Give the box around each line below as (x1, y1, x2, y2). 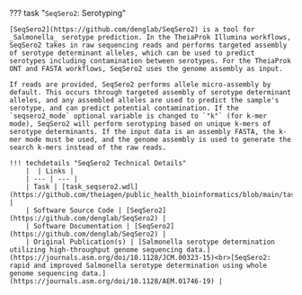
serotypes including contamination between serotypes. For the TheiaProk (9, 57, 292, 66)
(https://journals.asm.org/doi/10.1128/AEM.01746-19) (9, 277, 216, 286)
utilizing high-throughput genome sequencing (9, 246, 182, 255)
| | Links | (25, 166, 75, 175)
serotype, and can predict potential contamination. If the (9, 103, 240, 112)
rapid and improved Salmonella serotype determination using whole (9, 261, 268, 270)
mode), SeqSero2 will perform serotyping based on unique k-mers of (9, 120, 271, 129)
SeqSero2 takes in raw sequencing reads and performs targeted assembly (9, 40, 288, 49)
